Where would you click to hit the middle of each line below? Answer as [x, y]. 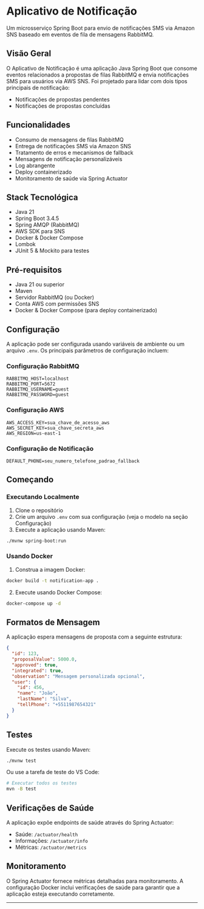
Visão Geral [29, 54]
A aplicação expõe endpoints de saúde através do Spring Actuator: [90, 822]
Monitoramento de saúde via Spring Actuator [71, 178]
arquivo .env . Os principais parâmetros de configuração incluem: [87, 350]
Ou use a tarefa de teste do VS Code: [53, 772]
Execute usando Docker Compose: [58, 592]
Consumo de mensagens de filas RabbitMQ [70, 139]
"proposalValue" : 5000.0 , [45, 660]
